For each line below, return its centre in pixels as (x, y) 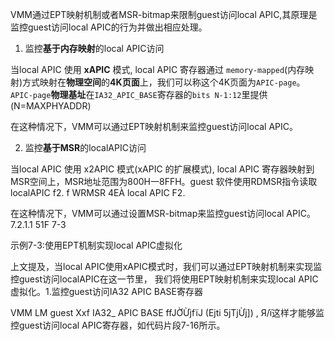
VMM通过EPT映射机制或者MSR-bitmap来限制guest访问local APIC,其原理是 (164, 14)
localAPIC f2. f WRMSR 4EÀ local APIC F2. (98, 192)
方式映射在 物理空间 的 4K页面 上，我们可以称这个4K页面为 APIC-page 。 (164, 82)
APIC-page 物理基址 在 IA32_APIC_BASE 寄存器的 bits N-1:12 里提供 (139, 94)
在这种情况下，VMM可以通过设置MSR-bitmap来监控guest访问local (147, 213)
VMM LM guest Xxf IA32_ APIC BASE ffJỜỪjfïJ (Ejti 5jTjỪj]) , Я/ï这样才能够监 (167, 312)
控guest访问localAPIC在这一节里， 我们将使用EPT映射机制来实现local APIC (164, 279)
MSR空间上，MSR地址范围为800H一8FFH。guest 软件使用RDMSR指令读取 (164, 181)
